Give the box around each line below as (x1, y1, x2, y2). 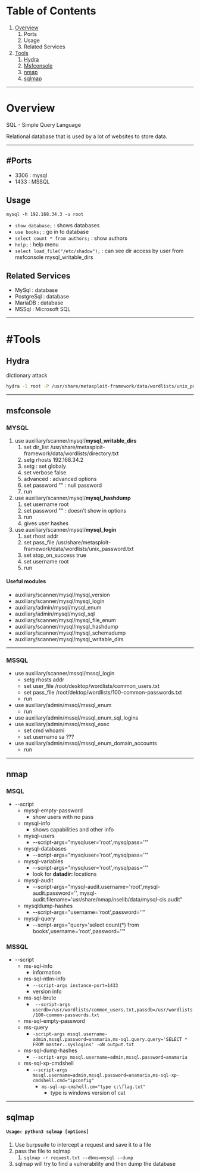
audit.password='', (32, 889, 79, 897)
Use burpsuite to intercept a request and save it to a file (14, 1141, 152, 1148)
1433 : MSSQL (14, 178, 50, 185)
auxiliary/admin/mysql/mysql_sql (14, 610, 95, 617)
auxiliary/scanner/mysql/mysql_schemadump (14, 629, 126, 636)
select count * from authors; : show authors (14, 234, 128, 242)
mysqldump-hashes (23, 902, 73, 910)
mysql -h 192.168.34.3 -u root (6, 211, 84, 217)
